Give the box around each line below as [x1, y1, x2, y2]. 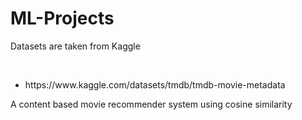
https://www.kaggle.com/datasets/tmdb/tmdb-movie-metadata [24, 78, 286, 91]
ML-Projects [10, 7, 115, 30]
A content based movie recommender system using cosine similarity [10, 98, 293, 110]
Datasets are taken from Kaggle [10, 40, 141, 52]
